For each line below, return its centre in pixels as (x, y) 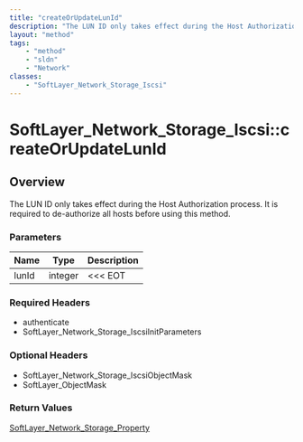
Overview (37, 182)
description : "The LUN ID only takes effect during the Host (127, 26)
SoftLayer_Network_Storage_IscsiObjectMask (107, 375)
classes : (26, 77)
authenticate (46, 323)
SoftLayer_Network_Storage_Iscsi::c (150, 130)
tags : (19, 43)
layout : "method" (42, 34)
